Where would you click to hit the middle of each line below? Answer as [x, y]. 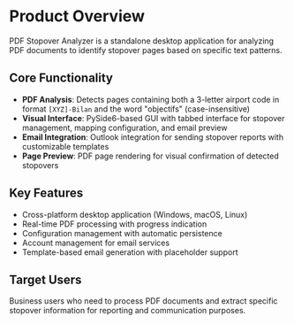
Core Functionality [61, 78]
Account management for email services [96, 243]
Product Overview [77, 16]
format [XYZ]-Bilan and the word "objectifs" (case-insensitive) [136, 109]
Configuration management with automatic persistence [122, 233]
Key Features [46, 193]
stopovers [40, 165]
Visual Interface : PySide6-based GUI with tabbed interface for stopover [153, 118]
